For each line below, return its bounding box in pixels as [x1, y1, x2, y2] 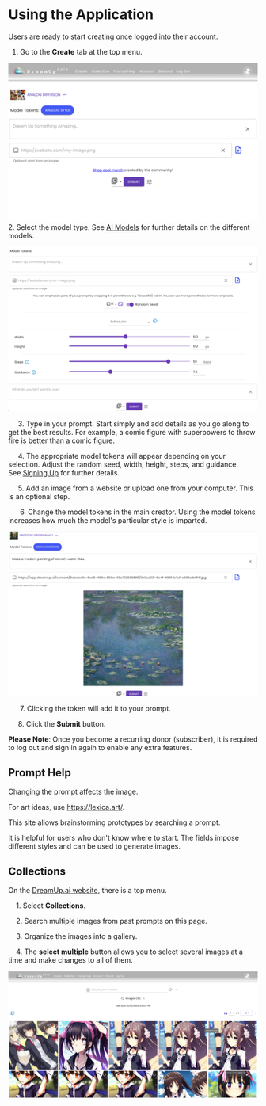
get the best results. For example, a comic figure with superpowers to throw [8, 428, 256, 437]
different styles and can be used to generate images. [8, 841, 180, 851]
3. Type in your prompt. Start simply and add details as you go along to [17, 419, 249, 429]
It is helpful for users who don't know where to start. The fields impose [8, 833, 240, 843]
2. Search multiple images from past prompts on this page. [15, 917, 207, 926]
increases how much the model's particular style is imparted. [8, 516, 207, 525]
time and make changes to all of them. [8, 955, 133, 965]
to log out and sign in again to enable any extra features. [8, 743, 192, 753]
